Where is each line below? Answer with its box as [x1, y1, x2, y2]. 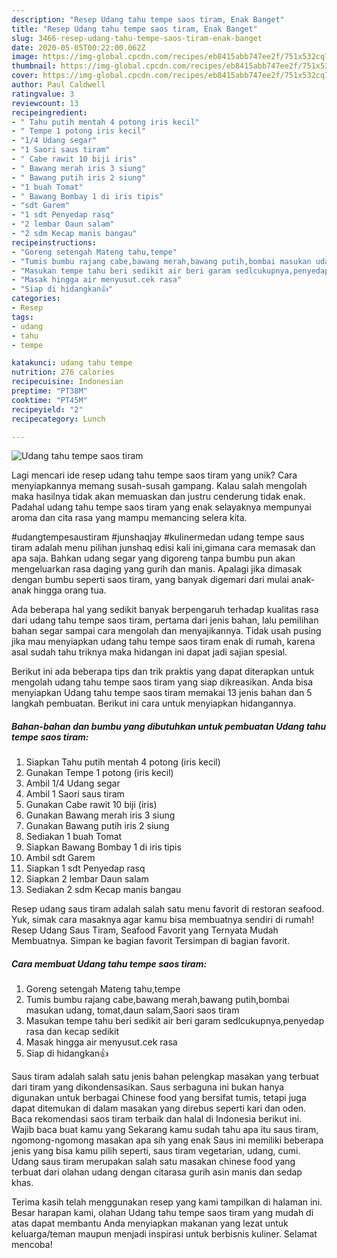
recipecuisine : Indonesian [11, 377, 124, 387]
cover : [11, 71, 39, 81]
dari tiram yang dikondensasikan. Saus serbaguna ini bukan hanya [11, 1081, 285, 1093]
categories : [11, 294, 61, 304]
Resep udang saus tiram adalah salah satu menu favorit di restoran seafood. [11, 903, 325, 915]
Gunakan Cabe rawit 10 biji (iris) [25, 799, 158, 811]
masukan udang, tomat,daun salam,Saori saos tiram [25, 1004, 240, 1016]
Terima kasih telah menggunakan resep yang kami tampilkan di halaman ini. [11, 1196, 323, 1208]
